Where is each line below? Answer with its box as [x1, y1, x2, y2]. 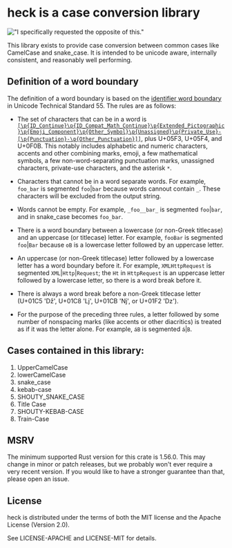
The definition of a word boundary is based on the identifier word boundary [7, 94, 222, 102]
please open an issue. [7, 475, 70, 483]
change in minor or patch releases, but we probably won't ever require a [7, 460, 213, 469]
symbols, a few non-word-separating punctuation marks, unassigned [17, 156, 215, 164]
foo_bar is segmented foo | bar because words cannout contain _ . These [17, 185, 221, 193]
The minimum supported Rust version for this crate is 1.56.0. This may [7, 453, 206, 461]
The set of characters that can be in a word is [17, 115, 147, 123]
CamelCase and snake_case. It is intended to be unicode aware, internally [7, 48, 217, 57]
